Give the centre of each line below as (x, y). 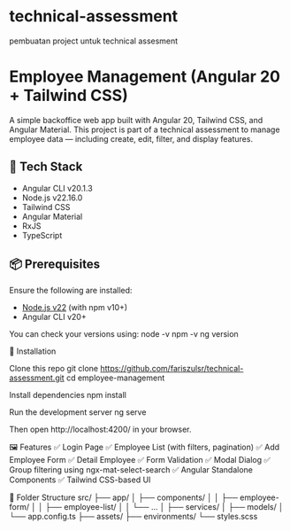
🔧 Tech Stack (46, 167)
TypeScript (42, 235)
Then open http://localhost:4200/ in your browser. (100, 429)
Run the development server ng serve (78, 412)
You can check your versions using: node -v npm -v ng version (124, 333)
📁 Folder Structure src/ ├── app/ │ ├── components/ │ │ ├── (124, 497)
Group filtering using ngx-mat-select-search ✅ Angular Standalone (131, 469)
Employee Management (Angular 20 (145, 77)
